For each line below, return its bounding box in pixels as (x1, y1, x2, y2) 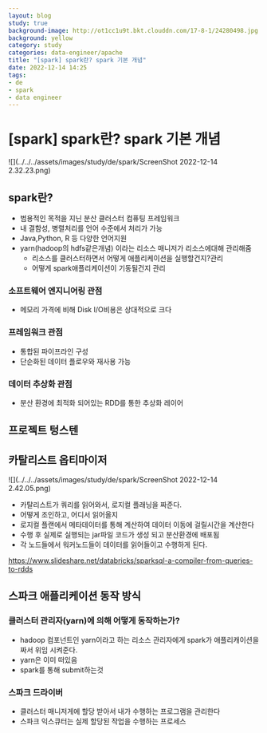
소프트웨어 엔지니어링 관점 (8, 285, 103, 296)
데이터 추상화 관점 (8, 378, 73, 390)
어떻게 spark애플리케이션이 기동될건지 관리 (31, 263, 166, 272)
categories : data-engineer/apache (8, 49, 124, 57)
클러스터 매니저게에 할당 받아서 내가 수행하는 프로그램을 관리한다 (19, 707, 221, 716)
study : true (8, 19, 48, 27)
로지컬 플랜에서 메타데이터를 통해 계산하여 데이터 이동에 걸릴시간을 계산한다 (19, 520, 255, 529)
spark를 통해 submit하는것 (19, 664, 104, 675)
